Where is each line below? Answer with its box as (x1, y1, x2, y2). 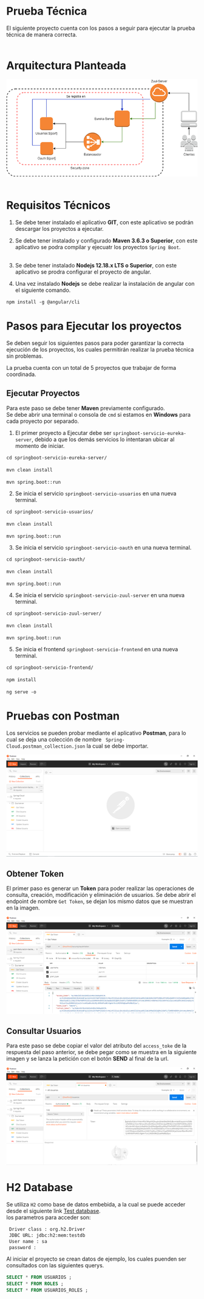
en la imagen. (6, 904, 41, 911)
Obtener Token (6, 868, 64, 879)
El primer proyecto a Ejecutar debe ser (15, 429, 112, 436)
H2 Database (6, 1181, 73, 1195)
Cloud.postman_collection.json (6, 743, 86, 749)
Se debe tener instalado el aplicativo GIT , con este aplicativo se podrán (15, 218, 194, 226)
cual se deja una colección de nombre (6, 735, 102, 743)
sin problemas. (6, 352, 44, 359)
